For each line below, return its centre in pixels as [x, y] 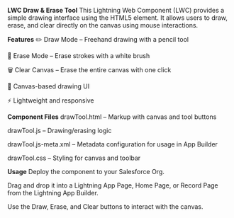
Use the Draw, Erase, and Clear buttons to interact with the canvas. [105, 207]
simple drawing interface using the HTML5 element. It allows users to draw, [118, 18]
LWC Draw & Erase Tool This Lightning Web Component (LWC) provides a [116, 10]
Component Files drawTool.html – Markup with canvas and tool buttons [112, 117]
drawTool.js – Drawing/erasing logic [60, 131]
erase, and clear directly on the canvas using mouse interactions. [103, 25]
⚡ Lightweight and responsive [51, 101]
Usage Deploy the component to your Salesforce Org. [86, 172]
